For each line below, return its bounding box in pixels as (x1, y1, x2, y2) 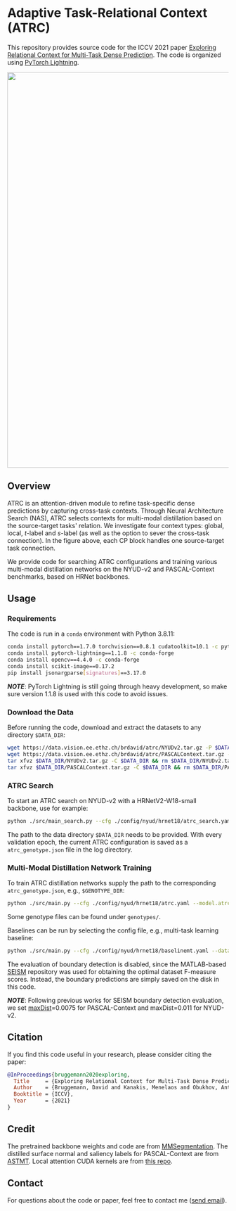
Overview (7, 480, 51, 492)
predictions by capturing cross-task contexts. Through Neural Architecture (7, 506, 223, 515)
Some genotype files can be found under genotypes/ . (7, 912, 162, 921)
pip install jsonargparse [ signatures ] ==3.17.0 (7, 669, 146, 677)
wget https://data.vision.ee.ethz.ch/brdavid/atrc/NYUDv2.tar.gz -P (7, 744, 212, 752)
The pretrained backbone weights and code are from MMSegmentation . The (7, 1141, 228, 1151)
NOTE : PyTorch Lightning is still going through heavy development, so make (7, 682, 228, 691)
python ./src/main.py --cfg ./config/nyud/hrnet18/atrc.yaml (7, 900, 190, 907)
